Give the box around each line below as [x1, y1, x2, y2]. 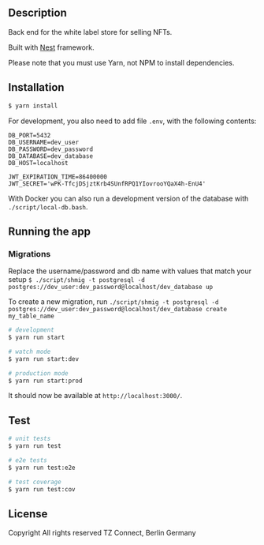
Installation [8, 81, 65, 94]
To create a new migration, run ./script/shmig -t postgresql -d [8, 297, 219, 306]
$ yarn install [8, 102, 58, 110]
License [8, 507, 48, 521]
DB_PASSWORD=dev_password [8, 145, 93, 153]
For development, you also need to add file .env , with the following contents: [8, 116, 257, 126]
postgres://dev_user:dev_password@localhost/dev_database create [8, 306, 227, 314]
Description [8, 6, 67, 20]
